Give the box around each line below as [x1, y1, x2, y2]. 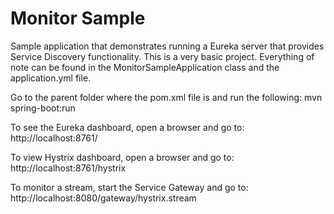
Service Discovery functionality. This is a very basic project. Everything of [10, 50, 315, 62]
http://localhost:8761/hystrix [10, 162, 127, 174]
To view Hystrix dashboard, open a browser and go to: [10, 151, 235, 163]
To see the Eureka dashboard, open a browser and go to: [10, 121, 245, 133]
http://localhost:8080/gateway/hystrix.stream [10, 192, 197, 204]
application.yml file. [10, 72, 92, 84]
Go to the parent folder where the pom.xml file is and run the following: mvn [10, 91, 323, 103]
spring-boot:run [10, 102, 76, 114]
